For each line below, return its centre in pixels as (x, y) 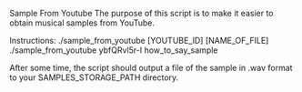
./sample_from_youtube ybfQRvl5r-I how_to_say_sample (114, 50)
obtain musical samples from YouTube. (82, 23)
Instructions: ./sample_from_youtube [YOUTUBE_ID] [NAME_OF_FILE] (139, 41)
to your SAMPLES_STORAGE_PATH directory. (94, 77)
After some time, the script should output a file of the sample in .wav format (151, 68)
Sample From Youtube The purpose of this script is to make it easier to (142, 13)
